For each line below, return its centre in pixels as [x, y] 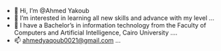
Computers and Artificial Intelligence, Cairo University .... [96, 32]
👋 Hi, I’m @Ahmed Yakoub [51, 11]
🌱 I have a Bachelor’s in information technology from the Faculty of [110, 25]
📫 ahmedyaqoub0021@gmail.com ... [67, 40]
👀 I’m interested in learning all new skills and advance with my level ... [114, 18]
